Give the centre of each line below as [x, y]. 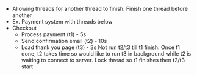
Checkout [24, 28]
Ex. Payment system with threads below [62, 21]
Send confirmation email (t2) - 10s [64, 41]
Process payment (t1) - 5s [54, 34]
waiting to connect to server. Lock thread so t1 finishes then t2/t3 [103, 60]
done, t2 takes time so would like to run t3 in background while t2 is [106, 54]
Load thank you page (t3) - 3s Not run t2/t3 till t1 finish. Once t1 [100, 47]
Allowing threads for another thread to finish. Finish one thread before [100, 9]
